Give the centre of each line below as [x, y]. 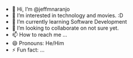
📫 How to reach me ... [39, 35]
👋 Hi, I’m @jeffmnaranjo [41, 9]
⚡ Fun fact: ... [28, 50]
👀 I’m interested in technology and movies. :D [67, 15]
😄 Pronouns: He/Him [38, 43]
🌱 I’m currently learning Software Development [69, 22]
